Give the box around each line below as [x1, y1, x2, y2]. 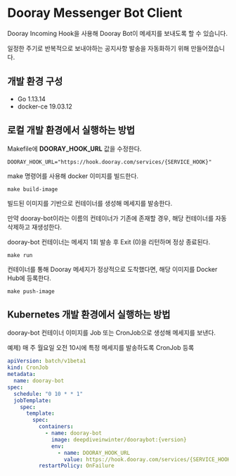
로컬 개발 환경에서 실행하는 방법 [7, 125, 136, 137]
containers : [38, 423, 74, 430]
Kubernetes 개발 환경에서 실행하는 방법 [7, 308, 171, 320]
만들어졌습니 [190, 44, 225, 52]
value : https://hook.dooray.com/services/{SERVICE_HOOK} [63, 456, 234, 463]
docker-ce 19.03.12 [17, 102, 72, 111]
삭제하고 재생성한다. [7, 223, 62, 231]
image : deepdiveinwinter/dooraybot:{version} [51, 436, 188, 443]
